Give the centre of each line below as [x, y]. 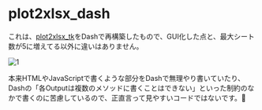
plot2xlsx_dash [59, 14]
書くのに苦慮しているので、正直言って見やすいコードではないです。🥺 [134, 97]
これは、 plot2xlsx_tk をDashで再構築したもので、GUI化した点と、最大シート [131, 36]
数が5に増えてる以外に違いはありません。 [76, 46]
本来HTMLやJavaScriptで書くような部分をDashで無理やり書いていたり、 [126, 78]
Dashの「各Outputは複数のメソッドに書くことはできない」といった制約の [128, 88]
